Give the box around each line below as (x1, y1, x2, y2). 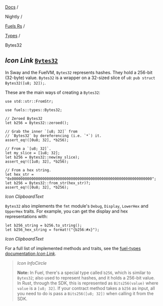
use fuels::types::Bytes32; (5, 108, 63, 112)
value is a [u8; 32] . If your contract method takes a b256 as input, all (17, 285, 155, 291)
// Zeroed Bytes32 (5, 116, 43, 121)
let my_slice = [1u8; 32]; (5, 150, 60, 155)
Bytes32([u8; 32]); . (5, 80, 46, 85)
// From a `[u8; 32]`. (5, 146, 51, 151)
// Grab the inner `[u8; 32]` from (5, 129, 78, 134)
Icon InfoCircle (17, 260, 47, 266)
